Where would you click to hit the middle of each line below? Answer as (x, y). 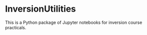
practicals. (16, 27)
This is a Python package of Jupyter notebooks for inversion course (74, 22)
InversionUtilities (40, 9)
